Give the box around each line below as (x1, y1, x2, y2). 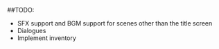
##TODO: (7, 6, 35, 14)
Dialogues (17, 27, 46, 35)
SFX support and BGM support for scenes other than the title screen (17, 19, 213, 27)
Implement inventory (17, 34, 76, 42)
